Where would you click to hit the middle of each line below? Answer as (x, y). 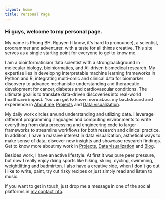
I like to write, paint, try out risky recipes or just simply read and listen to (79, 171)
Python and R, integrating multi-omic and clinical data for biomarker (74, 78)
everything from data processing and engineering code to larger (71, 125)
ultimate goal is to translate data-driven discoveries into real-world (73, 94)
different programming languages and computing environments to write (78, 119)
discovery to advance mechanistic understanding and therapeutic (72, 83)
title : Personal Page (27, 14)
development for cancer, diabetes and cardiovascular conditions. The (76, 89)
